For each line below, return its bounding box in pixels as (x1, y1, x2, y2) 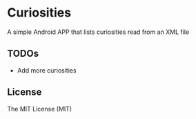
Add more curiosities (17, 66, 77, 74)
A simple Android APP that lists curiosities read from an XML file (7, 28, 190, 36)
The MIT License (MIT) (7, 104, 72, 113)
